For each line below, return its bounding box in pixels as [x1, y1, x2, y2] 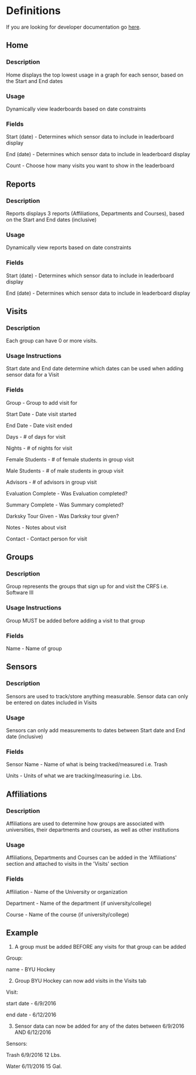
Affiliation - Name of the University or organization [6, 888, 128, 895]
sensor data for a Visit [6, 371, 60, 378]
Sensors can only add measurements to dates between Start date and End [6, 727, 185, 734]
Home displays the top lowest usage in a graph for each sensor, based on [6, 71, 184, 78]
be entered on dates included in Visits [6, 699, 98, 706]
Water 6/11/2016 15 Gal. [6, 1063, 63, 1070]
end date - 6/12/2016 [6, 1011, 57, 1018]
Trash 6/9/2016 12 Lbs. [6, 1052, 61, 1059]
